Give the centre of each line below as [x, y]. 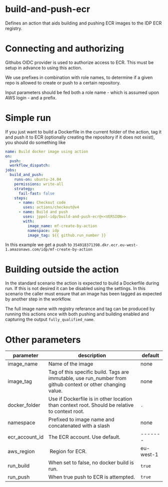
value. [55, 391]
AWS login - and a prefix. [31, 97]
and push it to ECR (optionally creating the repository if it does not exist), [80, 137]
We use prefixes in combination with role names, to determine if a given [79, 77]
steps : [21, 198]
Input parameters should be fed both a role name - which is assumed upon [82, 92]
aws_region [21, 451]
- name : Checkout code [42, 203]
